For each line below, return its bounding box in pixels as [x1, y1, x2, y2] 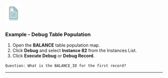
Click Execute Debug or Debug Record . [12, 53, 95, 59]
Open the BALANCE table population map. [12, 42, 100, 48]
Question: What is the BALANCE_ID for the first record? [5, 64, 126, 69]
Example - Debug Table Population [5, 31, 91, 38]
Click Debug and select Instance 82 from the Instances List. [12, 48, 137, 54]
